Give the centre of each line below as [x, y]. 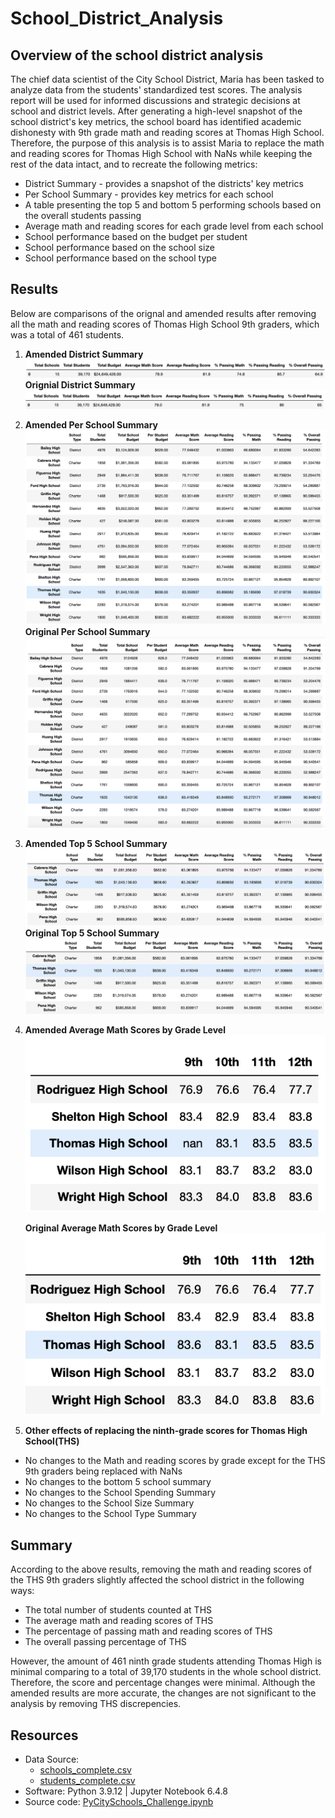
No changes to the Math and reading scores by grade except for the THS [175, 1461]
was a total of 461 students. [67, 334]
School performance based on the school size [119, 247]
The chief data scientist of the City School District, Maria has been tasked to [167, 79]
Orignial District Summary [80, 384]
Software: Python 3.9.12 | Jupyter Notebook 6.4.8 [126, 1791]
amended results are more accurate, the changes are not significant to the [163, 1693]
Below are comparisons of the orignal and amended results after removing [163, 313]
